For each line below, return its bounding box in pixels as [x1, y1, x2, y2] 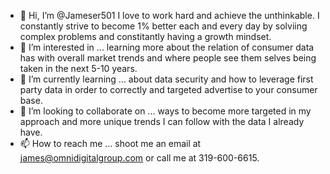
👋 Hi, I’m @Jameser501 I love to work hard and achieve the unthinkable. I [19, 10, 320, 21]
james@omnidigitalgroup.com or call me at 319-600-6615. [19, 152, 260, 164]
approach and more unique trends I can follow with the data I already [19, 116, 305, 127]
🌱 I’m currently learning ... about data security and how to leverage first [19, 73, 314, 85]
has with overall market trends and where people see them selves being [19, 52, 317, 64]
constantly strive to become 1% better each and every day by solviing [19, 20, 308, 32]
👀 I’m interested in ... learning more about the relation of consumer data [19, 41, 315, 53]
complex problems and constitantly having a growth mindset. [19, 31, 272, 42]
